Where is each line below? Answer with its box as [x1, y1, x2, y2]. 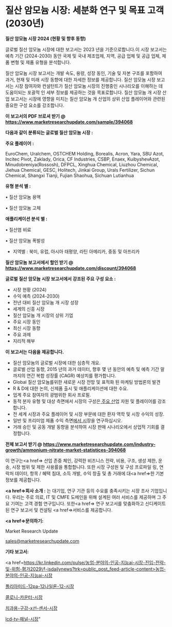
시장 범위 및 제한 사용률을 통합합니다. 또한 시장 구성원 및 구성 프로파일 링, [12, 464, 158, 470]
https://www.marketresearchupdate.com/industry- [43, 441, 156, 447]
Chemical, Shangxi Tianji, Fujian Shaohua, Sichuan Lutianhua [5, 172, 135, 179]
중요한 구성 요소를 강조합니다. [5, 102, 65, 108]
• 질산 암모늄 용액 [5, 193, 41, 200]
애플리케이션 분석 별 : [5, 215, 48, 222]
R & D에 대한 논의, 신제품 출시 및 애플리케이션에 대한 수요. [12, 385, 128, 391]
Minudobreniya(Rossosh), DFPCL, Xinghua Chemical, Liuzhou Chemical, [5, 161, 159, 167]
